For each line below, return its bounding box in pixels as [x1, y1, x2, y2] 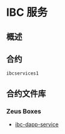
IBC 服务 [6, 5, 48, 19]
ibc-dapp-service [14, 121, 59, 128]
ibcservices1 [6, 70, 39, 76]
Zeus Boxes [6, 107, 42, 115]
